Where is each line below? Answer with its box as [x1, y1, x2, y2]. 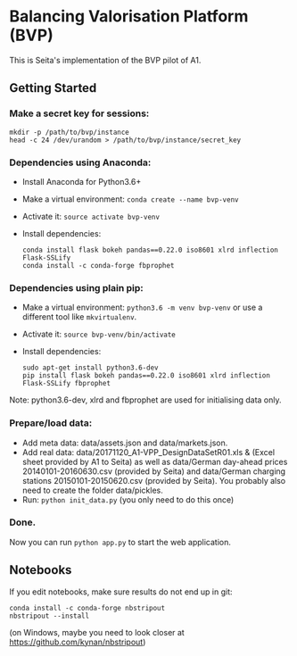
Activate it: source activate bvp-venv [21, 211, 161, 221]
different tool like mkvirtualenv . [21, 311, 137, 322]
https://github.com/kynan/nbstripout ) [9, 636, 146, 647]
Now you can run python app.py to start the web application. [9, 536, 232, 547]
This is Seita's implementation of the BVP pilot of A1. [9, 54, 202, 65]
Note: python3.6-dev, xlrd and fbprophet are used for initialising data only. [9, 394, 282, 405]
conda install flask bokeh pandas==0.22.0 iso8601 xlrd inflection [21, 245, 278, 254]
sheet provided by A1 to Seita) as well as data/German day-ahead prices [21, 456, 288, 467]
